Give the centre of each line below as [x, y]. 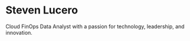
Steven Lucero [42, 10]
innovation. [19, 32]
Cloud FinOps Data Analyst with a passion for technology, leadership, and [95, 26]
